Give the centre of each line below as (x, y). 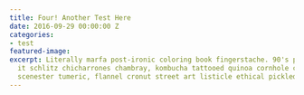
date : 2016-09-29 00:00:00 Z (64, 26)
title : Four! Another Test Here (70, 18)
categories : (32, 34)
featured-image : (40, 52)
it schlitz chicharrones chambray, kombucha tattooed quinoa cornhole (153, 69)
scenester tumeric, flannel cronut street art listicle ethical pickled (157, 77)
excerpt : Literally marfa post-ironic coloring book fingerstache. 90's (149, 60)
